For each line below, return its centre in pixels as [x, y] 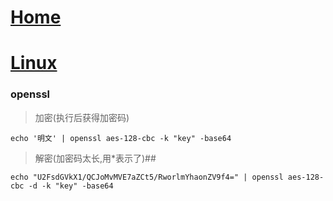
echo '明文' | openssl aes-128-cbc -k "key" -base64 [121, 138]
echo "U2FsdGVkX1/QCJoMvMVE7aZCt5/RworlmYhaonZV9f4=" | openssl [147, 177]
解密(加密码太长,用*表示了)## [95, 158]
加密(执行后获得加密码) [82, 117]
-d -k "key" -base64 [71, 186]
